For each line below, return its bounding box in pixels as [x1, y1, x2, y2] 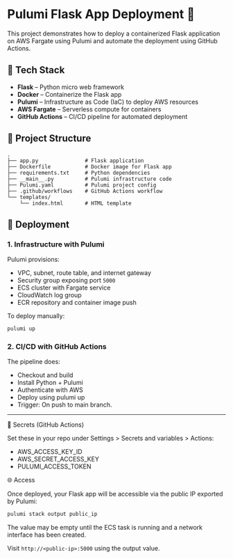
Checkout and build [17, 371, 74, 379]
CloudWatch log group [17, 291, 82, 299]
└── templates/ [7, 194, 51, 200]
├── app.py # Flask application [7, 157, 144, 164]
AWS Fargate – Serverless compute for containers [17, 104, 162, 113]
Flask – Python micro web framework [17, 83, 125, 91]
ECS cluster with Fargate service [17, 283, 111, 292]
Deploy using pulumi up [17, 393, 85, 402]
